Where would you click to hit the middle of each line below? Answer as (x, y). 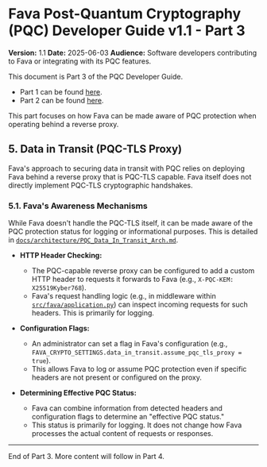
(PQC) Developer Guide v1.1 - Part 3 (127, 31)
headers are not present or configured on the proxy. (117, 377)
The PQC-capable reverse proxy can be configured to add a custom (143, 271)
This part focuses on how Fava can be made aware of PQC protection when (132, 115)
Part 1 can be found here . (61, 91)
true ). (41, 361)
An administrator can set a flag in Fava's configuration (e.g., (130, 344)
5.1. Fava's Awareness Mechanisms (78, 206)
